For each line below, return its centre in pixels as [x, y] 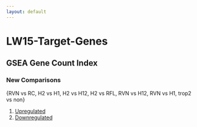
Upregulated [30, 111]
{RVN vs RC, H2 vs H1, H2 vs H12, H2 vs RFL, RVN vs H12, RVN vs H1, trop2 [99, 93]
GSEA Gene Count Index [52, 63]
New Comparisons [34, 80]
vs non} [16, 100]
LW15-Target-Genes [57, 41]
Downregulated [34, 117]
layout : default [26, 12]
